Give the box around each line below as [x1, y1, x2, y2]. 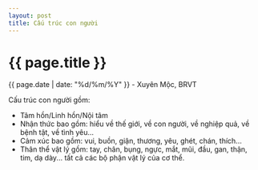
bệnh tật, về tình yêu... [19, 128, 95, 137]
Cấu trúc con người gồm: [8, 95, 91, 105]
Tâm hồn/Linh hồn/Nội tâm [19, 111, 108, 121]
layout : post [8, 11, 52, 20]
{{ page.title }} [8, 53, 107, 72]
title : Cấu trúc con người [8, 19, 99, 27]
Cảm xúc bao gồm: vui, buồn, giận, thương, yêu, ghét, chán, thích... [19, 136, 242, 146]
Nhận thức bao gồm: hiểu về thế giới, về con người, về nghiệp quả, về [19, 119, 250, 128]
